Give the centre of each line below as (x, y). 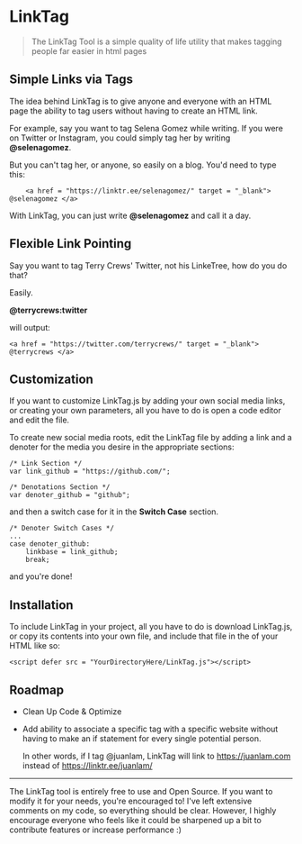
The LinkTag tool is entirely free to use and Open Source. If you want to (141, 791)
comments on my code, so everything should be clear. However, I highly (143, 811)
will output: (30, 327)
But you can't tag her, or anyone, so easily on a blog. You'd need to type (143, 165)
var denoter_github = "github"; (70, 495)
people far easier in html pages (89, 50)
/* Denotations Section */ (60, 487)
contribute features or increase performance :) (96, 830)
